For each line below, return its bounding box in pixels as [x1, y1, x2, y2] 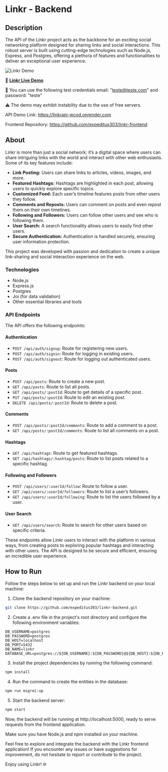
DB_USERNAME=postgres [5, 629, 50, 634]
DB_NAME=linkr [5, 647, 35, 652]
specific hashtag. [12, 461, 48, 467]
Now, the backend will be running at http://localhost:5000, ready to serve [5, 716, 156, 722]
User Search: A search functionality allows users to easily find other [12, 223, 153, 229]
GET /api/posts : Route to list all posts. [12, 384, 91, 390]
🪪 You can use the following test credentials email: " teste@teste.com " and [5, 87, 158, 93]
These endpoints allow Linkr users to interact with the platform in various [5, 537, 155, 543]
